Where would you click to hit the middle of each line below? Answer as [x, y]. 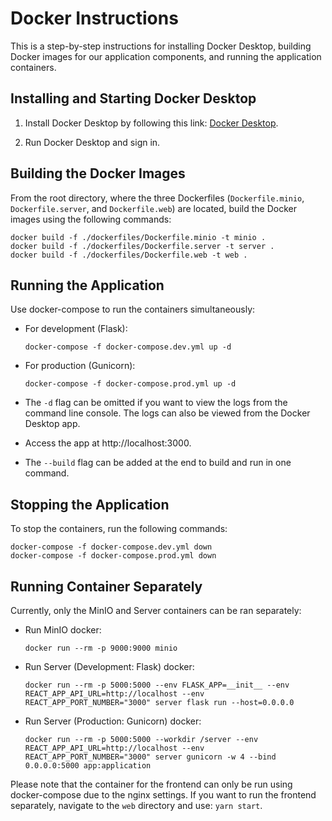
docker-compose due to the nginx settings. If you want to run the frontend [163, 795]
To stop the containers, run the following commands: [119, 529]
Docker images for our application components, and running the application [166, 56]
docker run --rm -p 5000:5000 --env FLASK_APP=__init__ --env [157, 685]
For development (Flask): [76, 329]
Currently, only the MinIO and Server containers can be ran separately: [156, 610]
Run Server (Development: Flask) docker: [109, 666]
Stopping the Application [90, 504]
